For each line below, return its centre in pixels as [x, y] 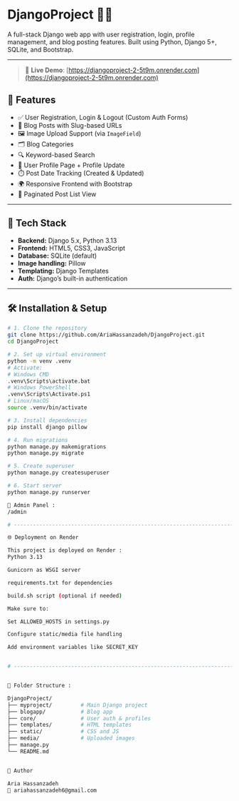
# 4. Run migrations [38, 440]
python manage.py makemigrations [57, 447]
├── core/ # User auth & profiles [79, 718]
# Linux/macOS [28, 401]
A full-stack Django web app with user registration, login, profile [101, 34]
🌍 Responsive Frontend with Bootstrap [75, 183]
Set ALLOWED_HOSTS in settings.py [59, 621]
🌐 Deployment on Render [43, 538]
